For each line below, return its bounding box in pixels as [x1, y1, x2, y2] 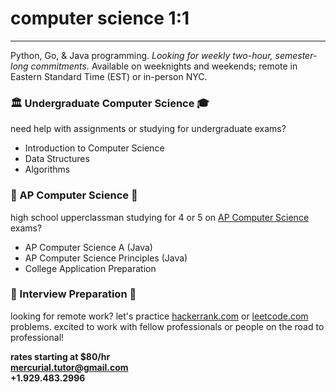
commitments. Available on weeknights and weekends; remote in [30, 60, 298, 72]
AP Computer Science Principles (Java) [24, 252, 188, 264]
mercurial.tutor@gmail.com [10, 361, 129, 373]
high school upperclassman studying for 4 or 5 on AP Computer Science [10, 211, 310, 223]
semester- [274, 49, 318, 61]
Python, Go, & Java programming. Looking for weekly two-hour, [10, 49, 273, 61]
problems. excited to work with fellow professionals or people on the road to [10, 320, 325, 332]
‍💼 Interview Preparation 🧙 [10, 287, 137, 301]
